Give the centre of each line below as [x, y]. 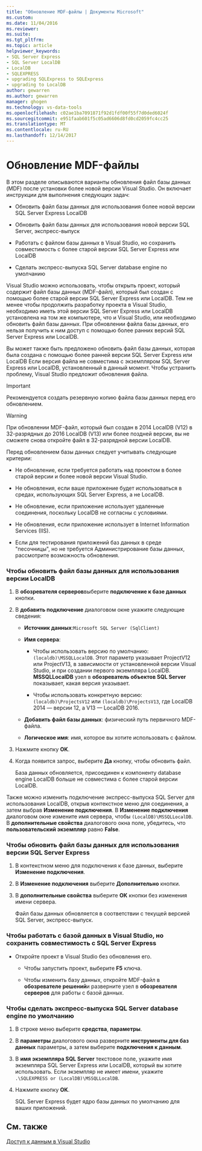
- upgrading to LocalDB [36, 85]
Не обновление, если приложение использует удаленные [90, 506]
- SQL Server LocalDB [33, 62]
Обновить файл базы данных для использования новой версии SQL [102, 225]
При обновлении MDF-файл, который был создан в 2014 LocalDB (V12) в [99, 427]
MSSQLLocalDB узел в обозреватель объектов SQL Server [109, 677]
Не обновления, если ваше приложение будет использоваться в [98, 488]
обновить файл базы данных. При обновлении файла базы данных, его [97, 324]
